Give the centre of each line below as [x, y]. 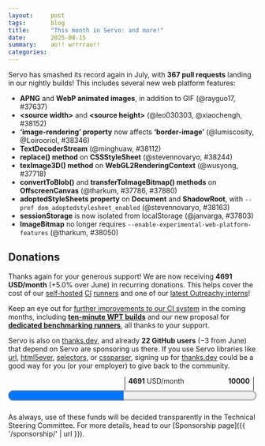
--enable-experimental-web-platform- [189, 225]
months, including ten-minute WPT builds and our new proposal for [119, 317]
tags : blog [37, 23]
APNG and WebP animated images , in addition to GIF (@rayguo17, [127, 98]
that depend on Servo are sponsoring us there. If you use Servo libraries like [132, 349]
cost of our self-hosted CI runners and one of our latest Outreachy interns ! [129, 293]
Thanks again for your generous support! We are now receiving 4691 [120, 276]
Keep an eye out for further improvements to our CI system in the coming [127, 308]
